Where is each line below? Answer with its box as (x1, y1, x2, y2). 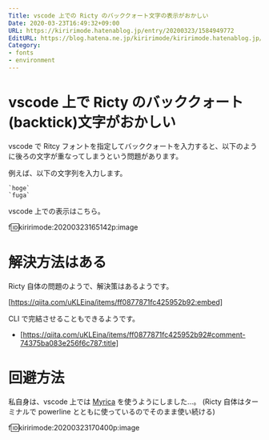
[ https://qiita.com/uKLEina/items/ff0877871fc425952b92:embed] (8, 297, 223, 306)
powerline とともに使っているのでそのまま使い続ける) (38, 406, 216, 416)
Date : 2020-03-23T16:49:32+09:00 (8, 19, 120, 27)
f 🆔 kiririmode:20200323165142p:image (8, 222, 139, 232)
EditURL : (8, 34, 38, 42)
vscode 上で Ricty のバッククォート (8, 94, 244, 112)
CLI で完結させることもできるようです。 (8, 314, 140, 323)
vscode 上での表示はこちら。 (8, 206, 106, 216)
